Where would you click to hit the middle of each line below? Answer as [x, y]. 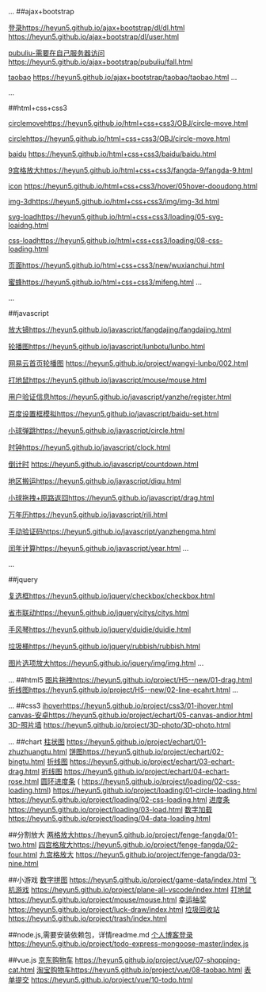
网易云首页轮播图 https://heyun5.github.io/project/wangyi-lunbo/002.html [128, 363]
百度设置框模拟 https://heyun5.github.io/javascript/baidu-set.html [114, 414]
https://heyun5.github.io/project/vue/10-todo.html [112, 980]
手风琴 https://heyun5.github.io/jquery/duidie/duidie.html [100, 629]
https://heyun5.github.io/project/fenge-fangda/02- [156, 845]
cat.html [22, 970]
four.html [23, 855]
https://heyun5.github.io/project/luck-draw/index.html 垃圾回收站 [114, 909]
